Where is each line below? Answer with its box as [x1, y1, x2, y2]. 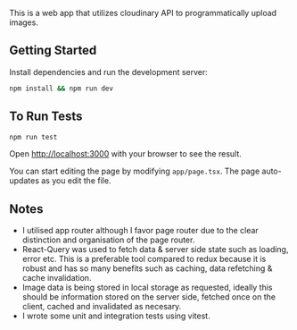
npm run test [9, 132, 58, 141]
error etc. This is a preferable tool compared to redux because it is [21, 254, 267, 265]
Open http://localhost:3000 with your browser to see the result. [9, 148, 243, 159]
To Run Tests [9, 109, 83, 124]
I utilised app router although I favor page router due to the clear [21, 225, 259, 236]
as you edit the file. [41, 175, 111, 186]
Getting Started [9, 43, 97, 58]
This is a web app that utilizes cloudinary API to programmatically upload [9, 8, 277, 18]
